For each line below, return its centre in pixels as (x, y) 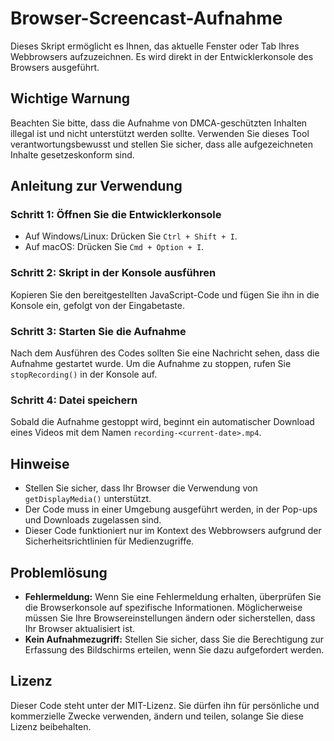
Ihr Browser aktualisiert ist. (79, 628)
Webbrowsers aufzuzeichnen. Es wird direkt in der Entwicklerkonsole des (162, 56)
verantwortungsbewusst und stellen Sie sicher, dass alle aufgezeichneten (161, 144)
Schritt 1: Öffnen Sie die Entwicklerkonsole (116, 215)
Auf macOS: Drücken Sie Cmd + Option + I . (114, 247)
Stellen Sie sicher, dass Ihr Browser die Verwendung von (141, 488)
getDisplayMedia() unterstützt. (88, 499)
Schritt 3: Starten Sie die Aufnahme (98, 331)
